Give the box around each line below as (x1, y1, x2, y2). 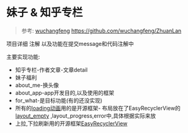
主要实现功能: (6, 53, 41, 60)
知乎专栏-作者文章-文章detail (15, 66, 88, 74)
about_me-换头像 (15, 81, 59, 89)
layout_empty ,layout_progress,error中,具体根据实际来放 (15, 112, 156, 120)
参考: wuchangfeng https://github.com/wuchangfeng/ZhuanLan (21, 27, 182, 34)
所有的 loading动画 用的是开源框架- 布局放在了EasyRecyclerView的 (15, 104, 181, 112)
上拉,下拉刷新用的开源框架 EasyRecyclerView (15, 120, 128, 127)
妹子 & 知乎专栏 (6, 6, 84, 20)
